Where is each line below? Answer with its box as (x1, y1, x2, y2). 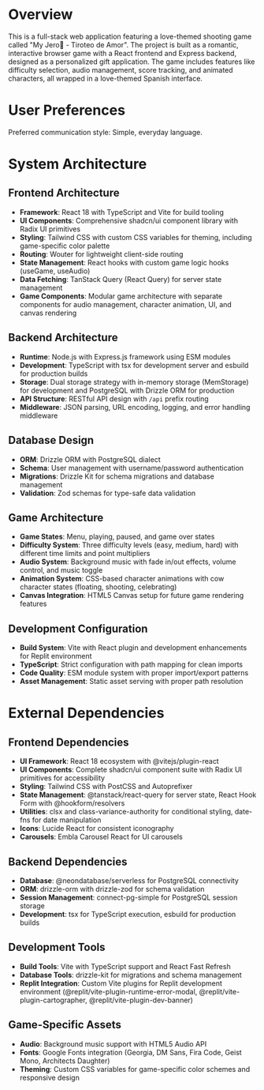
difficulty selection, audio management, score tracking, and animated (8, 65, 234, 74)
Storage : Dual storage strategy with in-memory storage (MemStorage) (19, 377, 250, 386)
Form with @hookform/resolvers (19, 799, 125, 808)
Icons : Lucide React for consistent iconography (19, 824, 175, 833)
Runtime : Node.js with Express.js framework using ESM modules (19, 351, 231, 361)
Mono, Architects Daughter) (19, 1056, 110, 1066)
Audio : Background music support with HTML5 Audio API (19, 1039, 207, 1048)
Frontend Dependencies (8, 735, 129, 749)
